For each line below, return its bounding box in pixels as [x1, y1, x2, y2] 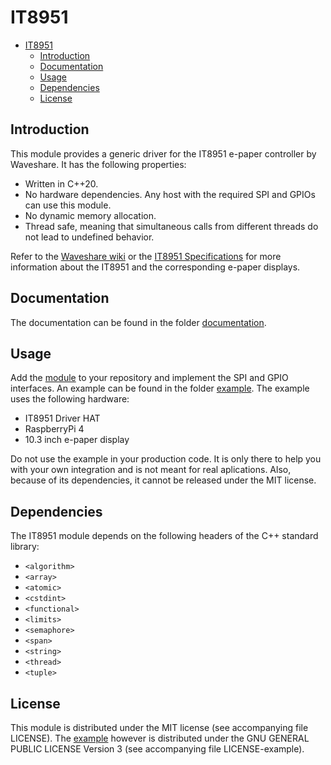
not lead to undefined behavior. [24, 231, 155, 243]
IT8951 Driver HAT [24, 412, 101, 425]
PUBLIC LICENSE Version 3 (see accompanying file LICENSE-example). [10, 743, 305, 755]
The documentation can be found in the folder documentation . [10, 316, 267, 328]
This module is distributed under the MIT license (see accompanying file [10, 722, 309, 733]
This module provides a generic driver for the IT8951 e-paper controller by [10, 147, 317, 160]
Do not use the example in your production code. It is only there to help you [10, 453, 322, 465]
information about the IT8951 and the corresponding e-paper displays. [10, 261, 301, 273]
